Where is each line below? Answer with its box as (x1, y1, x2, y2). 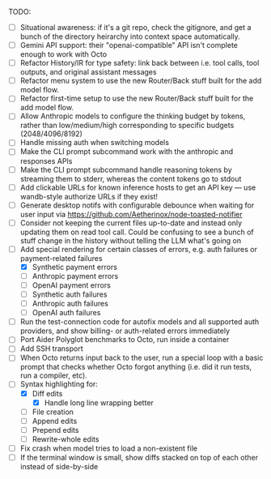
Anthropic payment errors (32, 271, 119, 280)
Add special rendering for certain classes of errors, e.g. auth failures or (19, 244, 257, 254)
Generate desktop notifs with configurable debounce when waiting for (19, 200, 255, 210)
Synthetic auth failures (32, 289, 108, 299)
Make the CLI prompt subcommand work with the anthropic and (19, 147, 234, 156)
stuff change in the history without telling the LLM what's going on (19, 235, 242, 246)
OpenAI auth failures (32, 308, 101, 318)
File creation (32, 407, 74, 417)
